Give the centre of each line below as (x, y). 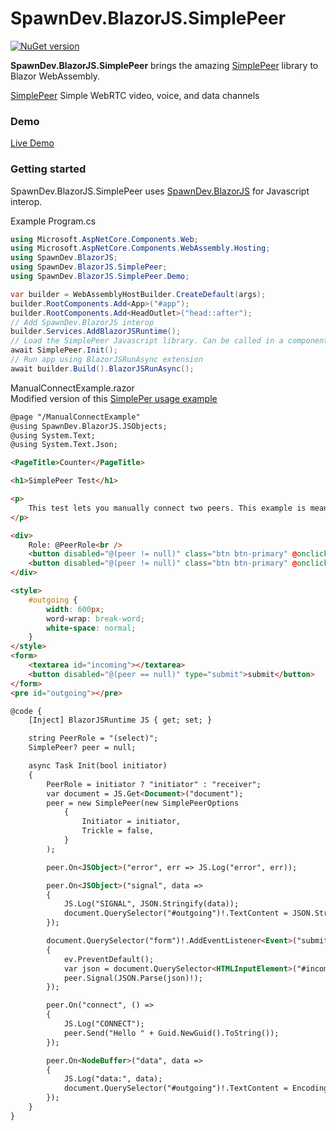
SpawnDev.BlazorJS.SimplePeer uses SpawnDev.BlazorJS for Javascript (160, 191)
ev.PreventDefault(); (109, 959)
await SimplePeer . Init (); (64, 350)
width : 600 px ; (75, 609)
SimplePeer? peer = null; (82, 748)
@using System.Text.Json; (64, 445)
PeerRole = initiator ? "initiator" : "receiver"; (154, 784)
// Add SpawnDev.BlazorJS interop (82, 322)
